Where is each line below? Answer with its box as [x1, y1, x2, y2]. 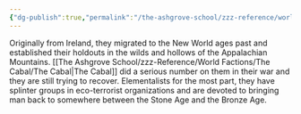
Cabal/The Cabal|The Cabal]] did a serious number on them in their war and [9, 66, 290, 77]
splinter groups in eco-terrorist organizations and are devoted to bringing [9, 85, 279, 95]
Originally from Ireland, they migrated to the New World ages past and [9, 37, 268, 48]
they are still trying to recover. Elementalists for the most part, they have [9, 75, 275, 85]
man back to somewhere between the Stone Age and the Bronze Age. [9, 94, 267, 105]
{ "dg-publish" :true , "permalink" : [9, 12, 134, 22]
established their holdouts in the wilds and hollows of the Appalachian [9, 46, 268, 58]
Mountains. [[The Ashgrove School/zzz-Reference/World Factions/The [9, 56, 271, 67]
